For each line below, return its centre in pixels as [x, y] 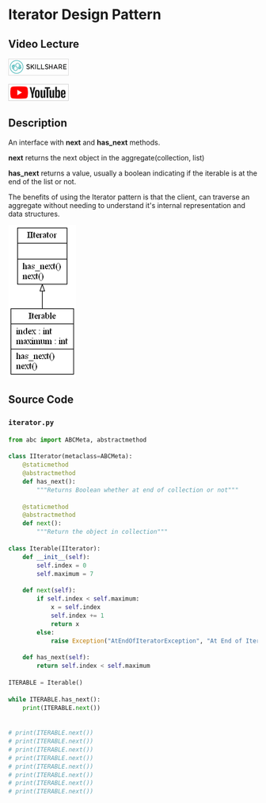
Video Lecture [44, 44]
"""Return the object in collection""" [103, 532]
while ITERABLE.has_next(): [55, 699]
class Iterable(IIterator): [55, 548]
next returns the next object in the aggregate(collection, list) [106, 157]
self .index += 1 [77, 616]
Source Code [41, 400]
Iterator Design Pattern [85, 15]
